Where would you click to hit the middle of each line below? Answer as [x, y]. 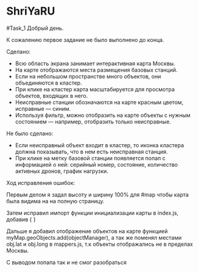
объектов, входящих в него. [51, 96]
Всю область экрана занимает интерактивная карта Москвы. [95, 63]
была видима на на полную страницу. [55, 201]
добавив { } [21, 219]
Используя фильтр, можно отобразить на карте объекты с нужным [103, 115]
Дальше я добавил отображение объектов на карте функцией [87, 231]
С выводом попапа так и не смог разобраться [66, 262]
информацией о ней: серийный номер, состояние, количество [96, 164]
